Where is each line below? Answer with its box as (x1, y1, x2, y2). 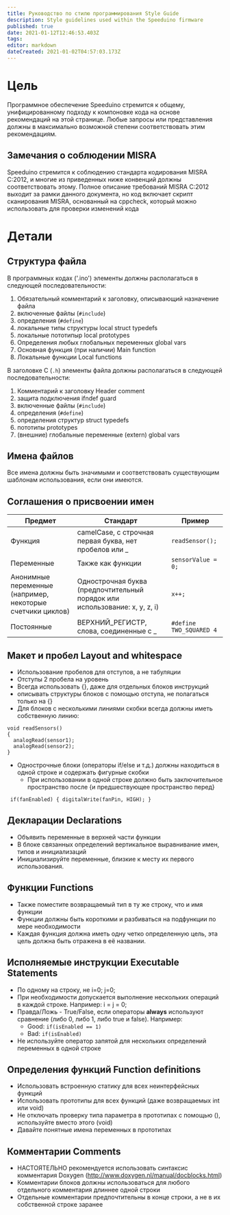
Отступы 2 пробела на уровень (16, 675, 109, 684)
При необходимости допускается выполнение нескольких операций (16, 993, 219, 1001)
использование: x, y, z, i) (77, 602, 159, 612)
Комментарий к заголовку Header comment (16, 386, 145, 395)
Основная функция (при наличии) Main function (16, 345, 156, 354)
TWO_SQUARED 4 (170, 626, 218, 634)
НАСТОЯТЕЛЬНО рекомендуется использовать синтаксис (16, 1164, 188, 1172)
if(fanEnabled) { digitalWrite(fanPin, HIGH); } (10, 796, 152, 803)
